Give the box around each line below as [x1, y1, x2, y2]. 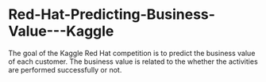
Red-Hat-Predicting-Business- [8, 6, 216, 24]
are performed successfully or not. [8, 65, 122, 74]
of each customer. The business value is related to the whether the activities [8, 57, 258, 66]
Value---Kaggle [8, 22, 114, 40]
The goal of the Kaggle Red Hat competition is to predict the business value [8, 48, 256, 58]
